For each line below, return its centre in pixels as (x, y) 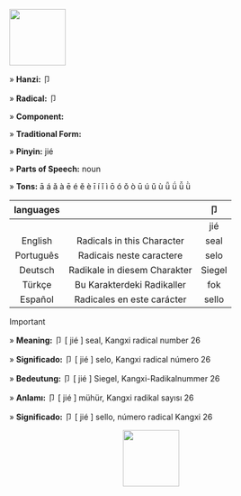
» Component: (37, 116)
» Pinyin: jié (31, 152)
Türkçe (37, 285)
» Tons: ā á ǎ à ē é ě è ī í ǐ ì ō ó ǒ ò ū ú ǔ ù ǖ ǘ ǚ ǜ (100, 186)
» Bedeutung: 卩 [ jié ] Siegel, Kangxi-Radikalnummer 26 (115, 378)
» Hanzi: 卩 (30, 79)
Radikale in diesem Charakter (130, 270)
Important (27, 321)
